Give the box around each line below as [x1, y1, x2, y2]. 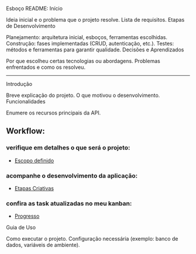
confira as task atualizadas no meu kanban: [6, 199, 132, 207]
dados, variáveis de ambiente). [6, 242, 80, 249]
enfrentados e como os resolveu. [6, 64, 86, 71]
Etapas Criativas [14, 185, 54, 192]
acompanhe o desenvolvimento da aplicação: [6, 172, 138, 180]
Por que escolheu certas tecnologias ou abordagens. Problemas [6, 58, 160, 64]
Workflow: [6, 126, 45, 136]
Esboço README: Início [6, 5, 63, 12]
